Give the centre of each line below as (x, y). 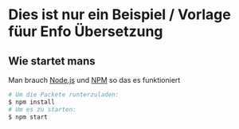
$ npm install (32, 102)
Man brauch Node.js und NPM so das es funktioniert (94, 80)
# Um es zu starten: (43, 109)
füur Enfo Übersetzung (86, 31)
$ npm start (28, 117)
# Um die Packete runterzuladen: (64, 95)
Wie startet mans (52, 61)
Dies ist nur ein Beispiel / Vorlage (119, 15)
